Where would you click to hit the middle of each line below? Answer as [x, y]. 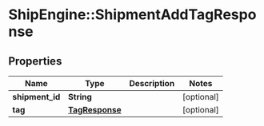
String [80, 97]
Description [152, 83]
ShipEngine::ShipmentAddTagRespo [132, 15]
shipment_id [36, 97]
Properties [35, 61]
